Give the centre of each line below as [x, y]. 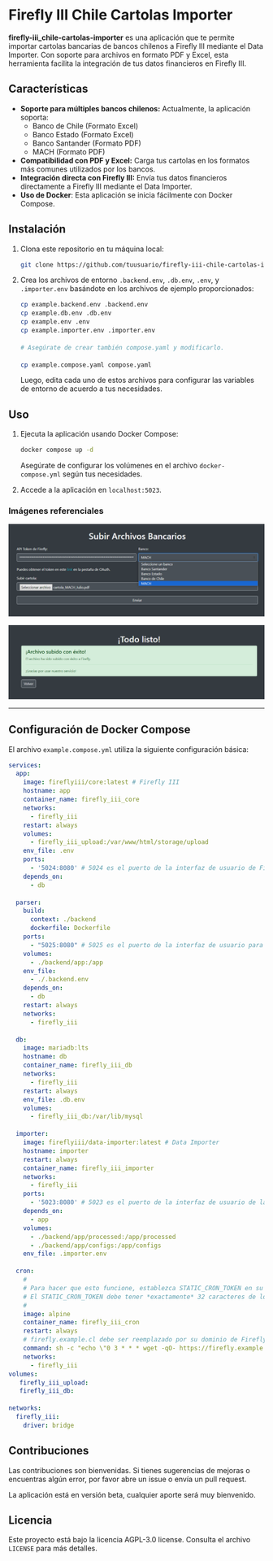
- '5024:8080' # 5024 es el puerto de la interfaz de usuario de [143, 868]
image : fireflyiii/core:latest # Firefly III [102, 782]
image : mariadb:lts [56, 1048]
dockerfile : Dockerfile [70, 928]
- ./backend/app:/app [67, 962]
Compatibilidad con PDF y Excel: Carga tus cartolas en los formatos [135, 160]
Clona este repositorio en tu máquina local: [92, 249]
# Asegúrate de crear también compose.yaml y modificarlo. [122, 347]
